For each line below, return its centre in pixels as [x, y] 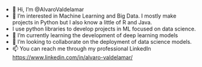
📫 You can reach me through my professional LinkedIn [81, 48]
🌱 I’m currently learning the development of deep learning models [95, 35]
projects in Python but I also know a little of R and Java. [82, 22]
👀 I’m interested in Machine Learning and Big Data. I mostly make [94, 16]
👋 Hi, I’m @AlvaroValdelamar [48, 9]
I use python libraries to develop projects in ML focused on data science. [104, 29]
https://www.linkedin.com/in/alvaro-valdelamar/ [72, 57]
